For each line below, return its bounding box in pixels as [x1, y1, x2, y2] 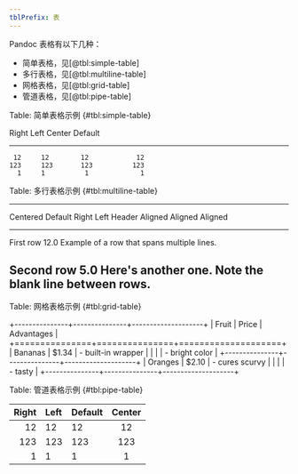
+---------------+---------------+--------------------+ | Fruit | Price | [9, 319, 263, 330]
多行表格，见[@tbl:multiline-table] [21, 68, 146, 79]
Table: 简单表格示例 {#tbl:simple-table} [9, 109, 152, 120]
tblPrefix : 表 [9, 12, 60, 22]
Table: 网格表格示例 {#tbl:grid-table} [9, 301, 142, 312]
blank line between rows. [9, 277, 152, 292]
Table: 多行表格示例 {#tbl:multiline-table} [9, 185, 158, 196]
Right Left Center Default [9, 127, 100, 138]
